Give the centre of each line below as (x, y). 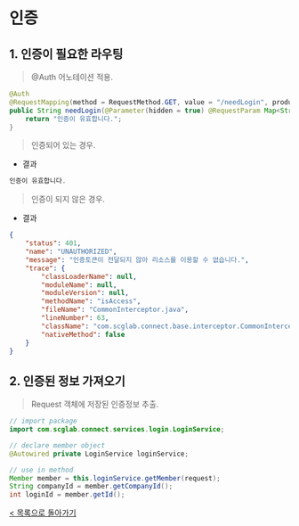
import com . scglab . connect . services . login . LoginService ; (117, 430)
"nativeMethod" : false (83, 334)
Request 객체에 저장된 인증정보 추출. (95, 404)
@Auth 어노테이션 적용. (72, 77)
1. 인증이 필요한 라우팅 (66, 54)
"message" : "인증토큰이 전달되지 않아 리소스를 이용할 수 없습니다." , (137, 259)
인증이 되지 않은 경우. (68, 199)
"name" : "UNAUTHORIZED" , (71, 251)
